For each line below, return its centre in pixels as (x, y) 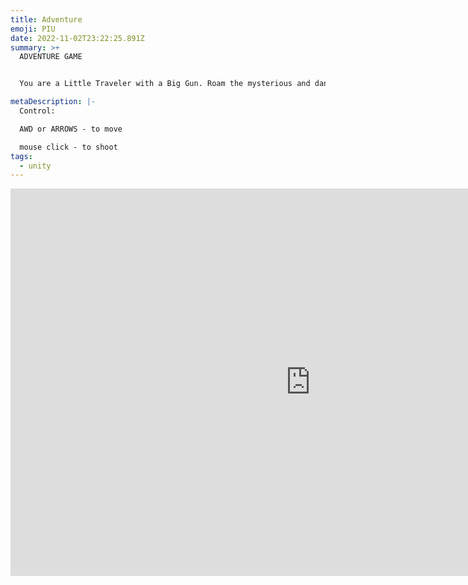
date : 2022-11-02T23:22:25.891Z (77, 38)
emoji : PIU (33, 29)
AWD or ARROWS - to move (71, 129)
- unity (35, 166)
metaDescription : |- (53, 102)
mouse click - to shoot (68, 147)
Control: (37, 111)
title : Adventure (46, 19)
